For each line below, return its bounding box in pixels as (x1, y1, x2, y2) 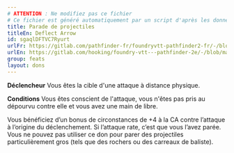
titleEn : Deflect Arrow (7, 29, 77, 37)
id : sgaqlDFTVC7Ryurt (7, 36, 70, 43)
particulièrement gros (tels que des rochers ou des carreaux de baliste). (7, 137, 214, 146)
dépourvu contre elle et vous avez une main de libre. (7, 102, 158, 110)
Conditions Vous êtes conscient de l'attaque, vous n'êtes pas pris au (7, 95, 205, 103)
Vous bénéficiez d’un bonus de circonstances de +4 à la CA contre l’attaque (7, 115, 226, 124)
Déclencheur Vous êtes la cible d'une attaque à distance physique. (7, 81, 201, 89)
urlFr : (7, 42, 26, 49)
